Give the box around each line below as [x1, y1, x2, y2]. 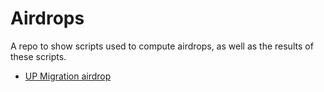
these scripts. [10, 50, 67, 62]
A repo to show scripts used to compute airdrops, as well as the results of [10, 40, 314, 52]
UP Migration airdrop [24, 70, 112, 82]
